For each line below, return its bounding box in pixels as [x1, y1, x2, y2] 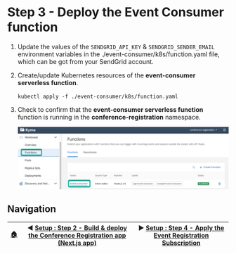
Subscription [162, 239, 201, 247]
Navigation [7, 203, 56, 215]
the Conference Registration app [27, 231, 126, 239]
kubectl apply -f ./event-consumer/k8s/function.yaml [17, 93, 178, 100]
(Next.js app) [57, 239, 97, 247]
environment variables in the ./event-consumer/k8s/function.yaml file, [17, 50, 220, 58]
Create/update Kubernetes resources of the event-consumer [17, 71, 196, 80]
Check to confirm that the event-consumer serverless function [17, 105, 204, 113]
